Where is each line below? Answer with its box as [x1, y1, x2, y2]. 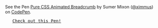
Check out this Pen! [12, 19, 62, 23]
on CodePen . [5, 9, 32, 15]
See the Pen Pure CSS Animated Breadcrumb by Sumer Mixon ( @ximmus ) [5, 4, 154, 9]
